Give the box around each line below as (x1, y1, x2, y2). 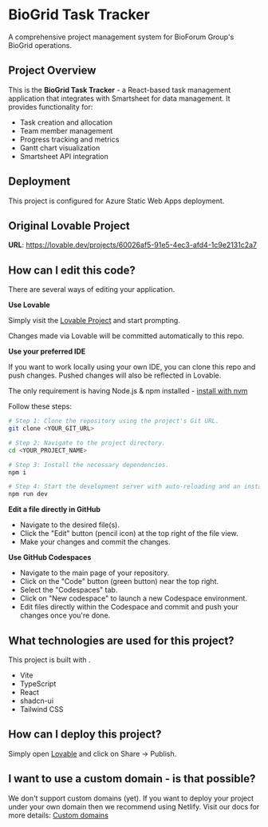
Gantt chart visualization (19, 142, 100, 153)
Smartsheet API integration (19, 151, 109, 161)
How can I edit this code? (8, 263, 136, 277)
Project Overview (8, 64, 97, 78)
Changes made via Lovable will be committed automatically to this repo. (8, 331, 245, 341)
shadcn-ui (19, 696, 54, 705)
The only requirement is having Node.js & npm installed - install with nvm (8, 386, 248, 396)
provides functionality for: (8, 102, 93, 111)
